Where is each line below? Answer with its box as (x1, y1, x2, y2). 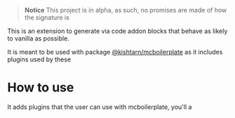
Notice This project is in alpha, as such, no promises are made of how (24, 6, 227, 14)
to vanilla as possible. (7, 34, 70, 43)
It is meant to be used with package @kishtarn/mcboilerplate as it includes (7, 48, 223, 56)
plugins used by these (7, 55, 72, 64)
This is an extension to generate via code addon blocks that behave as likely (7, 27, 228, 35)
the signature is (24, 13, 70, 22)
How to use (7, 80, 74, 96)
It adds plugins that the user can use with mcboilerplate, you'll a (7, 103, 192, 111)
